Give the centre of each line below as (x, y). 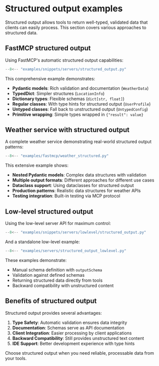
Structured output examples (64, 9)
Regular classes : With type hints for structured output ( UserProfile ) (81, 104)
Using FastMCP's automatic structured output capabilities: (64, 60)
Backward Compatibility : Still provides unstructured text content (78, 338)
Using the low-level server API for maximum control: (58, 223)
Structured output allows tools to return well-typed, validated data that (77, 22)
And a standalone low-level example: (43, 242)
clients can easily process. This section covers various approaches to (76, 27)
